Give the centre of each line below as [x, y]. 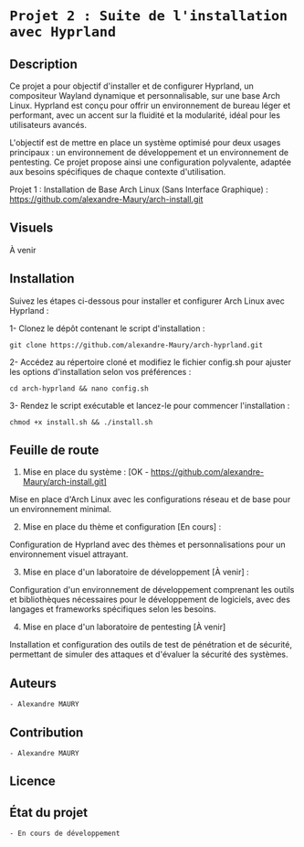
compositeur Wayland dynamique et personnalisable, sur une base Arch [145, 96]
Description [43, 64]
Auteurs [33, 683]
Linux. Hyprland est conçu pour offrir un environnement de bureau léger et [150, 105]
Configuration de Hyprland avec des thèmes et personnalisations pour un [147, 545]
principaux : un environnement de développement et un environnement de [149, 152]
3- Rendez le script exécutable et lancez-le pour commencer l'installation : [150, 405]
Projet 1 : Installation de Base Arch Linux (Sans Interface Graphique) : [139, 189]
